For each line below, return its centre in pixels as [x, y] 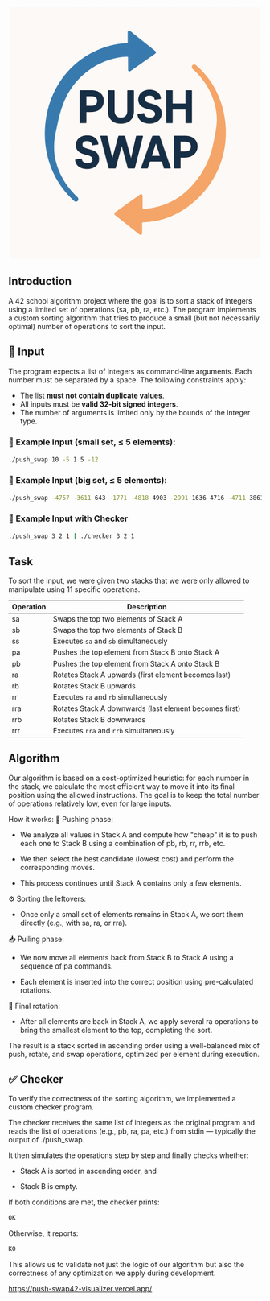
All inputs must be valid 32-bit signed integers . [99, 404]
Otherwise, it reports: [43, 1233]
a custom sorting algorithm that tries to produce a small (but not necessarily [134, 318]
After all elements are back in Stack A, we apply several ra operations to [139, 1021]
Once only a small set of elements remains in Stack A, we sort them [131, 914]
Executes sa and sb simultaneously [110, 641]
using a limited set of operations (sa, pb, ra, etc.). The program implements [132, 309]
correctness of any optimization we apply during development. [112, 1273]
